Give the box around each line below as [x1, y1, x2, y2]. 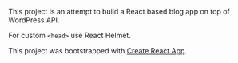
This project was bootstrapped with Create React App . [8, 46, 188, 55]
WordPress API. [8, 15, 60, 25]
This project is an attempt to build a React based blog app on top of [8, 7, 230, 16]
